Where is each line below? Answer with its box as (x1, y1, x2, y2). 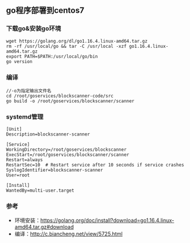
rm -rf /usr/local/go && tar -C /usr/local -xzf (6, 43, 127, 49)
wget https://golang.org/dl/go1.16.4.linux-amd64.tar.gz (6, 38, 148, 44)
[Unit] (6, 126, 22, 133)
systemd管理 (6, 113, 44, 121)
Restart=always (6, 157, 43, 163)
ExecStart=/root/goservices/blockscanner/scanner (6, 152, 130, 158)
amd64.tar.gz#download (14, 223, 74, 230)
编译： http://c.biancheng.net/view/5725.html (14, 230, 123, 237)
